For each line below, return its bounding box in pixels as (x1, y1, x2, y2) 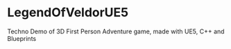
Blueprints (7, 34, 37, 42)
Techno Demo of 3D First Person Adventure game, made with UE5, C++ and (7, 27, 225, 35)
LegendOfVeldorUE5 (7, 5, 129, 20)
